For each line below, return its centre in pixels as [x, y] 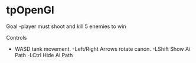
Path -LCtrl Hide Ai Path [44, 55]
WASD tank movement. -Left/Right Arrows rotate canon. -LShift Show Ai [102, 49]
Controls [17, 37]
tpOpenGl [30, 10]
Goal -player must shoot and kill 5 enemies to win [66, 26]
